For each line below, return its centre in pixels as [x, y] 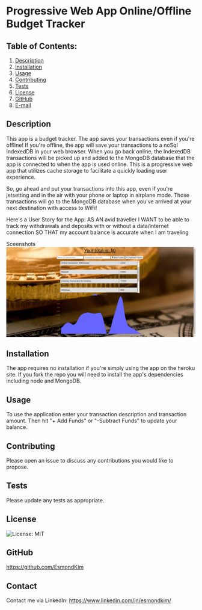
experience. [21, 177]
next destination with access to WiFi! [52, 208]
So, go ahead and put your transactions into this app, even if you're [90, 188]
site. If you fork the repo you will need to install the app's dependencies [95, 375]
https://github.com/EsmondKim [45, 567]
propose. [17, 467]
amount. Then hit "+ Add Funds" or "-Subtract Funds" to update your [92, 421]
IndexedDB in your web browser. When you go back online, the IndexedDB [99, 151]
